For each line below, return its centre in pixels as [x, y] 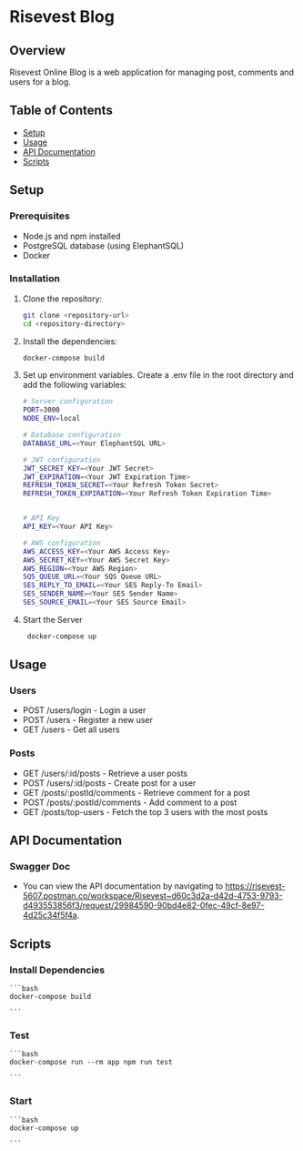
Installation [35, 279]
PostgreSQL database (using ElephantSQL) [103, 245]
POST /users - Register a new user [87, 720]
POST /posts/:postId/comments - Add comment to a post [130, 802]
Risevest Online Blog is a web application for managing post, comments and [151, 72]
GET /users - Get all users [71, 729]
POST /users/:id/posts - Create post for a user [109, 783]
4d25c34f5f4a [50, 915]
